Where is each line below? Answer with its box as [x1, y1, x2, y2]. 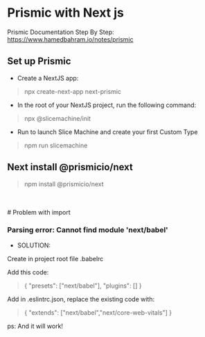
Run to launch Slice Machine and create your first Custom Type [17, 127, 198, 136]
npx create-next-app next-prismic [24, 87, 122, 95]
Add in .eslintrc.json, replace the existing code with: [7, 295, 154, 303]
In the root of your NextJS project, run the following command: [17, 101, 197, 109]
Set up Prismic [7, 56, 71, 67]
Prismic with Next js [7, 5, 125, 21]
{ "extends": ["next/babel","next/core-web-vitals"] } [24, 308, 172, 317]
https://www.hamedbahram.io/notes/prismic [7, 35, 134, 43]
